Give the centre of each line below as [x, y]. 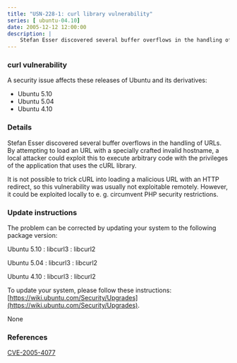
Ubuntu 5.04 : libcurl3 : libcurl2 [52, 263]
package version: [32, 236]
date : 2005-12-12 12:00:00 [47, 27]
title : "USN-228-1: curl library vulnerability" [80, 14]
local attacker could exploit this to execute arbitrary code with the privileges [117, 158]
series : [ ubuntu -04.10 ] [44, 21]
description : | [30, 34]
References [28, 337]
